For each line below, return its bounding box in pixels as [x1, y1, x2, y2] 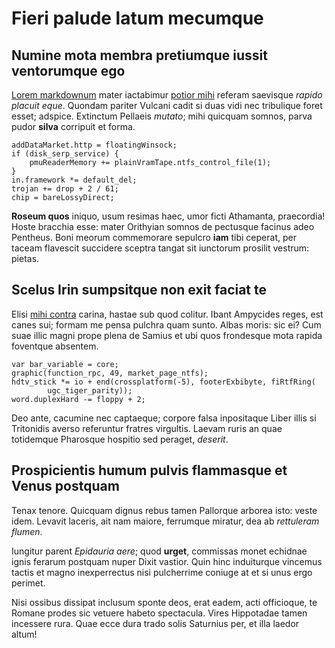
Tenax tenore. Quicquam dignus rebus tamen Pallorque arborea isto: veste [11, 504, 318, 516]
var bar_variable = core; [11, 359, 119, 369]
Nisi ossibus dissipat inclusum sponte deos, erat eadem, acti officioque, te [11, 596, 318, 608]
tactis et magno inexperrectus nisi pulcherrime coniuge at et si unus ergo [11, 566, 313, 578]
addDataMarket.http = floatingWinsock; [11, 140, 178, 150]
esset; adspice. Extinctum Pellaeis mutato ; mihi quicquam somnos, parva [11, 110, 313, 122]
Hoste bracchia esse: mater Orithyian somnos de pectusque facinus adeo [11, 221, 315, 232]
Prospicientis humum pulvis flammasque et [11, 462, 288, 479]
